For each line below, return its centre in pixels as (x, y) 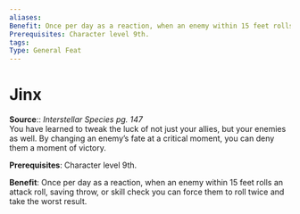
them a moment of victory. (58, 148)
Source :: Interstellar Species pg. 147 (76, 119)
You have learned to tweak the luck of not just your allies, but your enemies (148, 129)
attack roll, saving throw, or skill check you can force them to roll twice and (147, 192)
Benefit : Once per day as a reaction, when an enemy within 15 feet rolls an (146, 183)
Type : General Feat (46, 51)
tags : (19, 42)
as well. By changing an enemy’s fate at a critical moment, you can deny (142, 138)
